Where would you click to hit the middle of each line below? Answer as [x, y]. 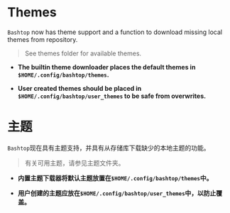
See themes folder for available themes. [83, 53]
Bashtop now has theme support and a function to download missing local [115, 32]
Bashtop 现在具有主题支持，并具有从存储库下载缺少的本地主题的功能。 [109, 148]
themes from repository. [43, 39]
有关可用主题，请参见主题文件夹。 [75, 163]
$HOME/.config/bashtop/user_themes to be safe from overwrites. [112, 96]
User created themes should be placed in [80, 88]
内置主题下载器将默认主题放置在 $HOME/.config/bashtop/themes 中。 [115, 177]
